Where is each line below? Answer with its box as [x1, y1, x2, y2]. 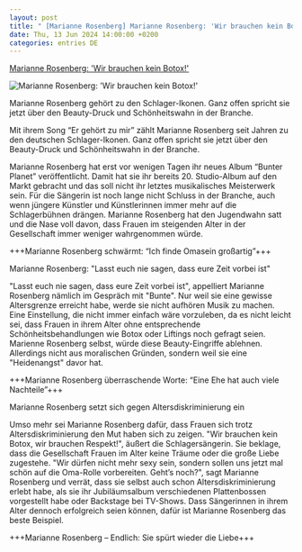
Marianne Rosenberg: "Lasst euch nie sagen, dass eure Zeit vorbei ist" [9, 263, 271, 275]
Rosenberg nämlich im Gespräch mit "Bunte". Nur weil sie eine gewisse [9, 290, 272, 302]
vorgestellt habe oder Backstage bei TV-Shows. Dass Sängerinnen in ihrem [9, 496, 289, 507]
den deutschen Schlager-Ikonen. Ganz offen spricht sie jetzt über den [9, 134, 268, 145]
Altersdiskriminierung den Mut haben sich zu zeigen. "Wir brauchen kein [9, 429, 279, 439]
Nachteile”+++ [9, 385, 63, 395]
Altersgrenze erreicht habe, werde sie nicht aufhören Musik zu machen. [9, 300, 276, 311]
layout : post [9, 13, 58, 23]
